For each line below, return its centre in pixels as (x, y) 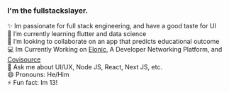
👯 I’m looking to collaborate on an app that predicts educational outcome (113, 42)
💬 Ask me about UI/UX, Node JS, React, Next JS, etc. (85, 67)
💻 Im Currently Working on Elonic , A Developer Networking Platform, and (115, 50)
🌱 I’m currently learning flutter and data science (77, 34)
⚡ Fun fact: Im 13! (33, 83)
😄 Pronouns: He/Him (38, 75)
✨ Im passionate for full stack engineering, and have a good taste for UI (112, 26)
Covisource (24, 59)
